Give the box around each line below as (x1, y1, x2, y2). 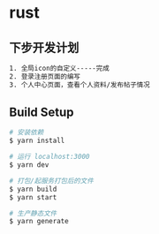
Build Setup (9, 105, 74, 120)
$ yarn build (9, 185, 57, 193)
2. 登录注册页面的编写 (9, 72, 81, 81)
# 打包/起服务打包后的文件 (9, 176, 95, 185)
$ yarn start (9, 192, 57, 201)
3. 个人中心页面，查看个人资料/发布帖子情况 (9, 80, 150, 89)
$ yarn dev (9, 161, 49, 170)
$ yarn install (9, 136, 65, 146)
